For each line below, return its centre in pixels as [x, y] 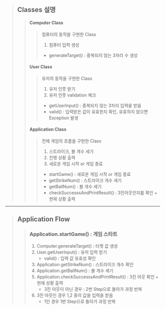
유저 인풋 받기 [62, 89]
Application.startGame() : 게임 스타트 [73, 234]
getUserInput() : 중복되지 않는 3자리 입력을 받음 [95, 105]
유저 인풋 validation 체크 [72, 95]
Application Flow [43, 219]
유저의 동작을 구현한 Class [67, 78]
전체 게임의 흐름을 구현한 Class [71, 141]
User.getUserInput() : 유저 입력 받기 [72, 252]
